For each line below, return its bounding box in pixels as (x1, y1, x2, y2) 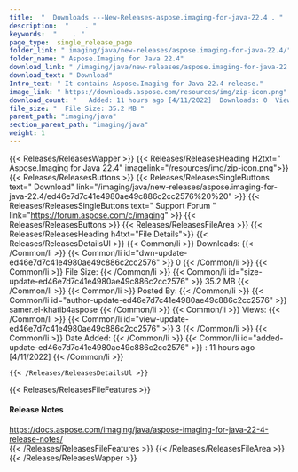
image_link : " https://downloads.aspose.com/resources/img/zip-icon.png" (9, 87, 288, 96)
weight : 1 (9, 129, 46, 138)
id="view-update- (123, 313, 189, 324)
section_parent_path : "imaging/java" (9, 121, 149, 130)
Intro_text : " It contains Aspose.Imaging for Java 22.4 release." (9, 79, 264, 88)
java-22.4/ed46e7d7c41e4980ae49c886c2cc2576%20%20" (9, 190, 232, 201)
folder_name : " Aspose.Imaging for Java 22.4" (9, 54, 184, 63)
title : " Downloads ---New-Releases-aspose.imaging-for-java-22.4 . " (9, 12, 284, 22)
